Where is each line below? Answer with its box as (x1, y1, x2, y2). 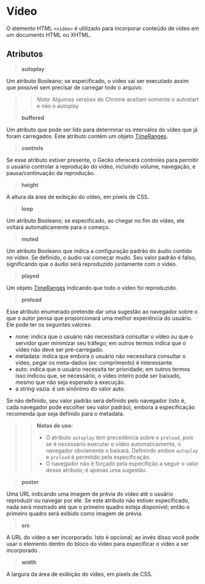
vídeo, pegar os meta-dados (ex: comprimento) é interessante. (15, 359, 174, 366)
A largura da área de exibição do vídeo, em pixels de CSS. (6, 570, 153, 578)
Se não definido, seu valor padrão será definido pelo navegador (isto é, (6, 397, 186, 404)
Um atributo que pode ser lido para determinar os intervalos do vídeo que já (6, 126, 198, 133)
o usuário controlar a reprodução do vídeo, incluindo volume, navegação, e (6, 163, 196, 170)
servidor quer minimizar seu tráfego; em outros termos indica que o (15, 339, 187, 346)
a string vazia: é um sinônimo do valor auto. (15, 385, 125, 392)
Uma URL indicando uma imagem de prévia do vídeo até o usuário (6, 490, 173, 497)
